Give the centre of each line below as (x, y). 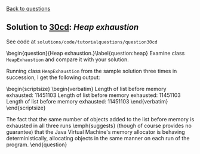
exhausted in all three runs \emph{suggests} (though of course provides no (99, 125)
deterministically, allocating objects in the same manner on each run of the (98, 138)
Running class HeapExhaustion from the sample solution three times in (92, 71)
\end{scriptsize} (26, 108)
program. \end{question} (37, 144)
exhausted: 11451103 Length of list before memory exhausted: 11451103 (93, 95)
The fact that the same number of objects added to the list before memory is (100, 119)
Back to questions (28, 9)
